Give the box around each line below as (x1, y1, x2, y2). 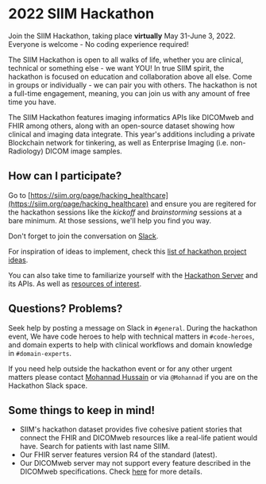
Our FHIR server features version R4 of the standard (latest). (19, 450, 218, 459)
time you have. (8, 97, 57, 106)
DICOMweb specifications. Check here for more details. (19, 467, 202, 477)
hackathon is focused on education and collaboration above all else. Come (8, 72, 253, 81)
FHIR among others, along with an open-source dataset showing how (8, 121, 236, 130)
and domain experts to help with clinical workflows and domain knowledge (8, 339, 253, 350)
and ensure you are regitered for (150, 199, 256, 208)
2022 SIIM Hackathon (8, 5, 155, 23)
